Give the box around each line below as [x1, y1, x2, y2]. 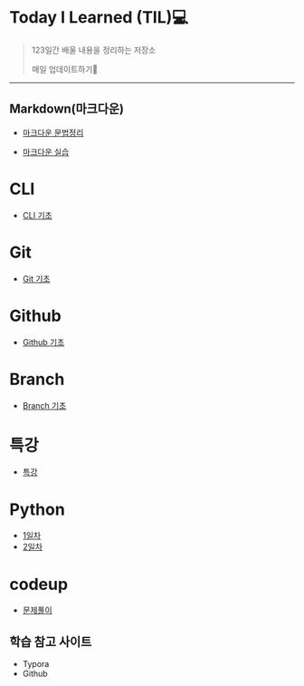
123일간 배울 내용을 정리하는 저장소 [31, 44, 157, 55]
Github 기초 [22, 336, 65, 347]
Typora [22, 659, 50, 670]
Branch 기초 [22, 400, 67, 411]
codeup [9, 574, 69, 594]
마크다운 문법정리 [22, 127, 84, 138]
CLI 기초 [22, 209, 52, 220]
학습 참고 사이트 [9, 633, 92, 649]
